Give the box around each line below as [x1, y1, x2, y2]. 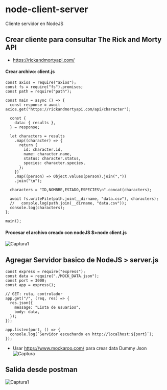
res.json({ [10, 300, 33, 305]
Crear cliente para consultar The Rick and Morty [5, 35, 162, 44]
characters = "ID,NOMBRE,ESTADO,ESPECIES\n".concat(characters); [10, 187, 152, 192]
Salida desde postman [5, 365, 78, 374]
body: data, [14, 309, 40, 314]
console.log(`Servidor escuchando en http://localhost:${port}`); [10, 331, 154, 337]
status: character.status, [23, 156, 81, 161]
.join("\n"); [14, 178, 42, 183]
